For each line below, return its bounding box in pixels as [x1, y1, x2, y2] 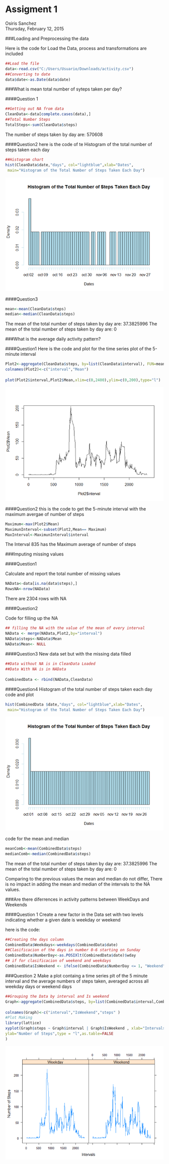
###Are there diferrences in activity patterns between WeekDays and [5, 896, 149, 902]
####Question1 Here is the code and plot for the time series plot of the [5, 346, 152, 352]
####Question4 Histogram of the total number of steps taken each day [5, 686, 152, 692]
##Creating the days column [5, 937, 64, 942]
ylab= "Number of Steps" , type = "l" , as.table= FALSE [5, 1031, 114, 1037]
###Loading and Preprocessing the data [5, 35, 89, 41]
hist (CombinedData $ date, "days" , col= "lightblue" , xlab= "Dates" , [5, 702, 143, 707]
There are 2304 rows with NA [5, 595, 67, 602]
